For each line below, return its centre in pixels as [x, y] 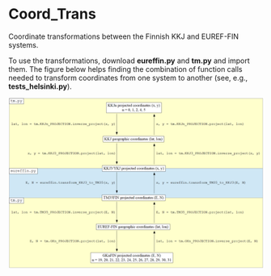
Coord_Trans [53, 14]
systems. [23, 44]
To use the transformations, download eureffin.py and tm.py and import [129, 61]
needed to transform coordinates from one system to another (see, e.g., [128, 77]
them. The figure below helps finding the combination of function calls [125, 69]
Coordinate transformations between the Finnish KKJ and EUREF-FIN [124, 36]
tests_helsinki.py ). [40, 86]
